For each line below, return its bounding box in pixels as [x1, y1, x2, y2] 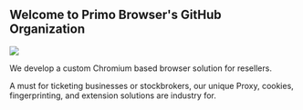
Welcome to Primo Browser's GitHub [9, 7, 222, 23]
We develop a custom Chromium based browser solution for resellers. [9, 63, 272, 74]
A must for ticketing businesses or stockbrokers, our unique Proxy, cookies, [9, 80, 294, 91]
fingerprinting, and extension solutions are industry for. [9, 90, 216, 101]
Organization [9, 22, 85, 37]
